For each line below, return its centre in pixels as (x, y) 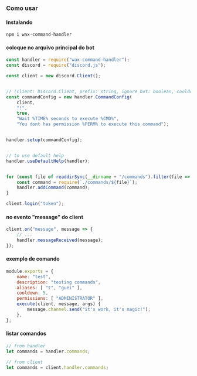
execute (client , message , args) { (59, 304)
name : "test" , (34, 276)
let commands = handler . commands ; (48, 351)
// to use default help (35, 155)
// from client (25, 362)
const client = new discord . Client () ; (53, 76)
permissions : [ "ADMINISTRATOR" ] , (60, 299)
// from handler (26, 346)
